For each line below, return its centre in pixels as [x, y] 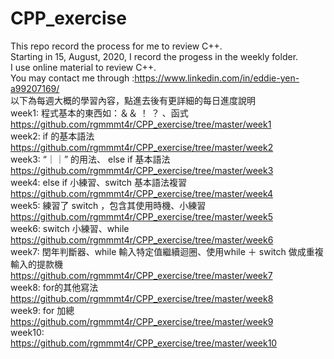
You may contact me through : [72, 78]
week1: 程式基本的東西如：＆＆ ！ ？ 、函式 [99, 113]
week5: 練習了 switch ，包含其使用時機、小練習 [108, 205]
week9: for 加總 [42, 310]
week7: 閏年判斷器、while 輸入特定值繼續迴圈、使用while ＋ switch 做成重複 [167, 251]
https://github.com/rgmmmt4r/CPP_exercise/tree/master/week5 [141, 216]
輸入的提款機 [36, 264]
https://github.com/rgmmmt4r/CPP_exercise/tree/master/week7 [141, 275]
